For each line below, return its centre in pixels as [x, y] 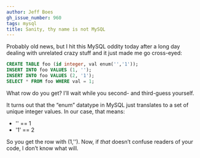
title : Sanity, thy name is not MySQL [56, 29]
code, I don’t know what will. [42, 148]
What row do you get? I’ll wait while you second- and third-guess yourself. [100, 93]
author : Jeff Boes [30, 12]
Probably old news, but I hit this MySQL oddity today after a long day [93, 47]
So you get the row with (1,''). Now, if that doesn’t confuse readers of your [100, 141]
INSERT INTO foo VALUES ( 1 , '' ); [49, 70]
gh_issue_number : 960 [34, 18]
